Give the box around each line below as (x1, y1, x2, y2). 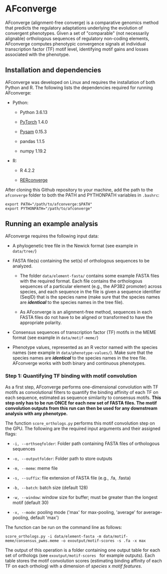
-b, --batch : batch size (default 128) (12, 484, 88, 490)
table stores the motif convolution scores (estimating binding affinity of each (5, 557, 162, 563)
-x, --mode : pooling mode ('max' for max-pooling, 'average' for (12, 509, 143, 515)
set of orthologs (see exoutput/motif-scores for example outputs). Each (5, 552, 156, 558)
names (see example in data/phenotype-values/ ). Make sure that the (12, 349, 153, 355)
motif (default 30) (12, 499, 49, 505)
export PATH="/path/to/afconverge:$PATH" (5, 201, 93, 206)
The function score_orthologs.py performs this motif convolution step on (5, 420, 156, 426)
